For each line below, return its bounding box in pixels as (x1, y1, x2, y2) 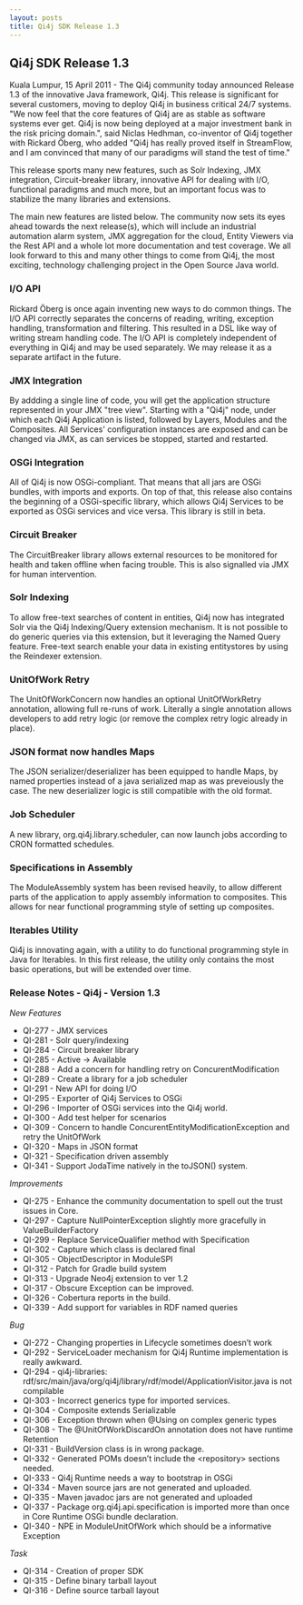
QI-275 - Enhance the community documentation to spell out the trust (22, 1195, 283, 1206)
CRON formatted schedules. (9, 838, 115, 849)
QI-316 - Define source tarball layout (22, 1584, 160, 1596)
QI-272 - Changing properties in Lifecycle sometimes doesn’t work (22, 1337, 272, 1348)
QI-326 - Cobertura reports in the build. (22, 1292, 171, 1303)
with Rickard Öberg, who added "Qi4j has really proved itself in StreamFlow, (9, 137, 293, 148)
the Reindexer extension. (9, 650, 103, 661)
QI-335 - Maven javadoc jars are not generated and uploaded (22, 1491, 253, 1502)
